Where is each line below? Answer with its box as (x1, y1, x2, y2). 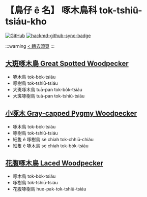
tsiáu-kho (5, 16, 47, 27)
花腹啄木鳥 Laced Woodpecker (5, 158, 103, 168)
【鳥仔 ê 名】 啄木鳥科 (5, 5, 98, 16)
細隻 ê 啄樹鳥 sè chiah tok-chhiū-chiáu (12, 136, 94, 142)
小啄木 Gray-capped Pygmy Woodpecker (5, 109, 137, 118)
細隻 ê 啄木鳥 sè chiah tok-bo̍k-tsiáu (12, 143, 89, 149)
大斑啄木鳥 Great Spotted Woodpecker (5, 59, 129, 68)
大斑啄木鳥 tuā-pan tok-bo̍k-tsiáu (12, 86, 82, 92)
